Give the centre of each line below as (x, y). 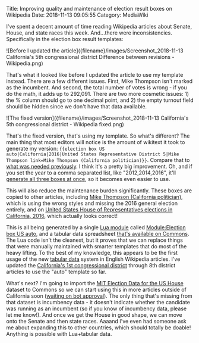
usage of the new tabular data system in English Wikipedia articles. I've (93, 259)
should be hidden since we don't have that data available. (77, 106)
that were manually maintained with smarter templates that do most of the (97, 246)
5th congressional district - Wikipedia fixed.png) (65, 124)
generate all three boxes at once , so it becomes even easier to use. (88, 179)
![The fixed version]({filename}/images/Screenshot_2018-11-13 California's (97, 118)
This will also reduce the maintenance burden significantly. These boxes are (99, 191)
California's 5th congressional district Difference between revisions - (90, 57)
